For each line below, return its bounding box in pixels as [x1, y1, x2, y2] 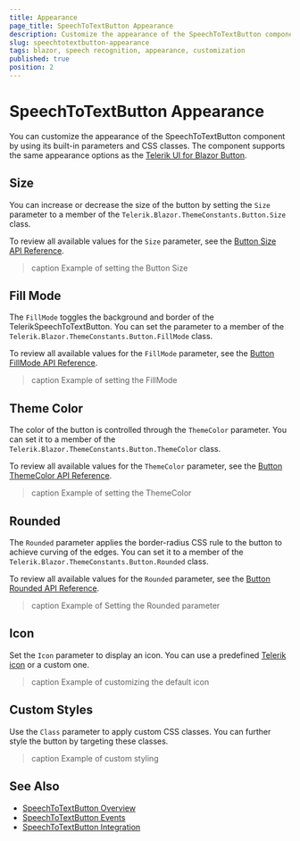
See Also [9, 779, 60, 795]
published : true [9, 54, 70, 63]
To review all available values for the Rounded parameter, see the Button [9, 573, 271, 585]
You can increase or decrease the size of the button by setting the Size [9, 199, 271, 210]
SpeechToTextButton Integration [21, 821, 141, 832]
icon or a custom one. [9, 659, 89, 670]
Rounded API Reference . [9, 583, 100, 594]
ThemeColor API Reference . [9, 470, 112, 481]
